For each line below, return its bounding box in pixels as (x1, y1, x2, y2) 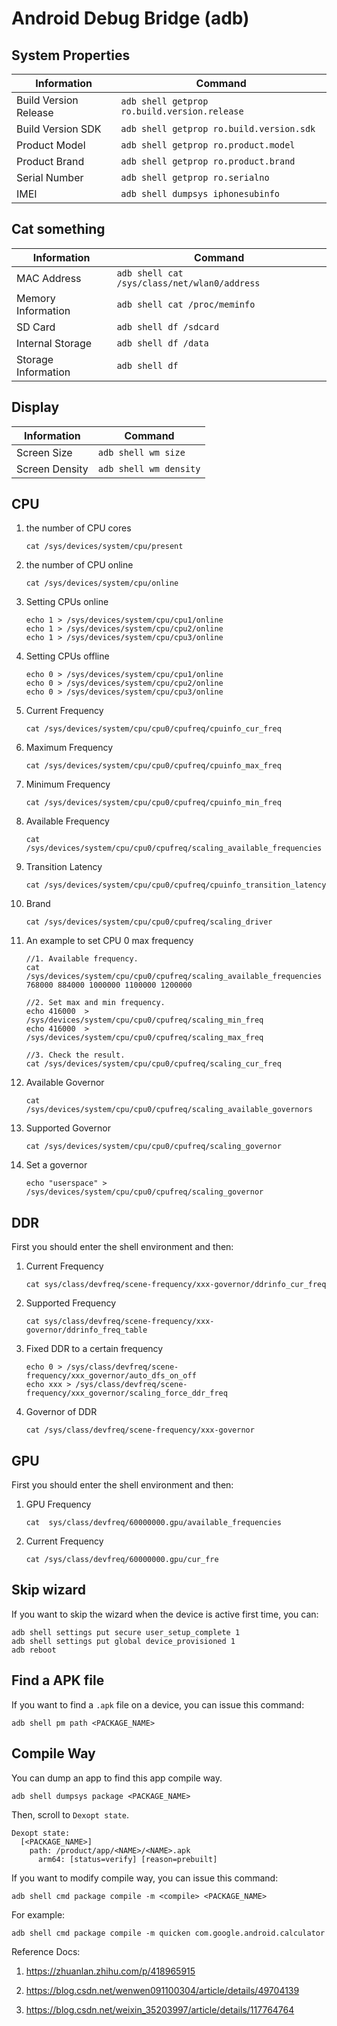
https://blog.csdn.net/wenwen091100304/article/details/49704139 (25, 1984, 300, 1996)
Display (11, 399, 60, 416)
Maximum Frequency (25, 742, 114, 754)
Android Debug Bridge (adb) (11, 7, 250, 30)
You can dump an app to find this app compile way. (11, 1772, 223, 1784)
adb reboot (11, 1645, 57, 1655)
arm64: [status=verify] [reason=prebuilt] (37, 1854, 218, 1864)
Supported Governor (25, 1122, 111, 1134)
